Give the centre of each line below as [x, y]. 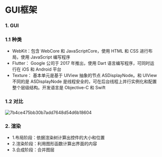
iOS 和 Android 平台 [42, 69]
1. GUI [12, 26]
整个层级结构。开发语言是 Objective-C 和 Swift [59, 88]
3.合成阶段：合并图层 [33, 150]
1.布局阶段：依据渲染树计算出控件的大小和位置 [58, 137]
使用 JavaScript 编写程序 [45, 57]
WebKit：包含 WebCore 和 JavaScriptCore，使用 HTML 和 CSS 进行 [80, 51]
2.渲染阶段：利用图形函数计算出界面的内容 [54, 144]
